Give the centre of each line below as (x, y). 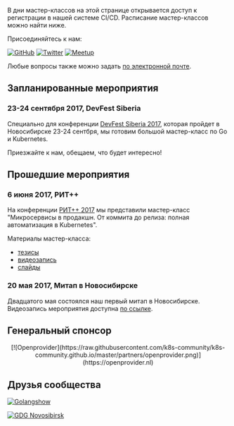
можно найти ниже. (37, 25)
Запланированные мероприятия (83, 89)
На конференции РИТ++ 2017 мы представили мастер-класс (99, 210)
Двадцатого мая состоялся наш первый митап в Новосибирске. (104, 301)
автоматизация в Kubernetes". (52, 225)
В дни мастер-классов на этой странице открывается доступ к (102, 10)
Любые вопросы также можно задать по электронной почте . (99, 66)
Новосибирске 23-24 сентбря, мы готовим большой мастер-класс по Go (117, 131)
